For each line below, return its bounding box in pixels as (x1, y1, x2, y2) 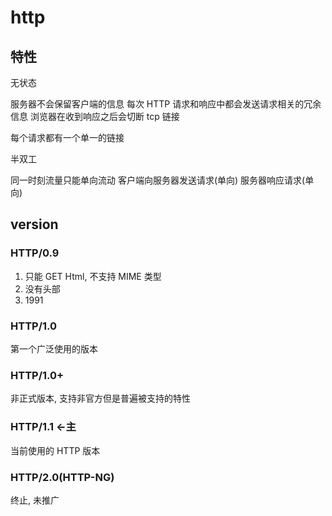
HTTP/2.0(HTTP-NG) (10, 470, 115, 484)
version (10, 216, 59, 233)
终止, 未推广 (10, 494, 60, 506)
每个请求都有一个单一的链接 (10, 132, 125, 143)
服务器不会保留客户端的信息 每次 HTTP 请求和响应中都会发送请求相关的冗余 (10, 98, 322, 110)
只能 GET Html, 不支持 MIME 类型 (24, 270, 162, 282)
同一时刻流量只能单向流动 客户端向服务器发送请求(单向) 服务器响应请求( (10, 174, 306, 186)
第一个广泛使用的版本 (10, 342, 98, 355)
